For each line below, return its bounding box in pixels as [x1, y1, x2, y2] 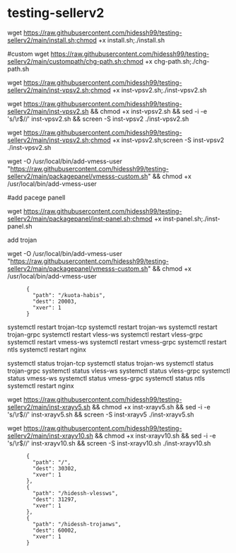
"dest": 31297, [33, 496, 78, 503]
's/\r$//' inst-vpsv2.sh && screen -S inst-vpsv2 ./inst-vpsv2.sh [7, 115, 189, 123]
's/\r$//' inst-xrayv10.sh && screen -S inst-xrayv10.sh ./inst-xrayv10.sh [7, 438, 211, 447]
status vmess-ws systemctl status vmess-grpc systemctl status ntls [7, 373, 206, 383]
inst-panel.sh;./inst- [163, 214, 220, 223]
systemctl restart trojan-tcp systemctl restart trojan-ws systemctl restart [7, 322, 218, 331]
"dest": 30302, [33, 465, 78, 472]
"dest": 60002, [33, 527, 78, 534]
